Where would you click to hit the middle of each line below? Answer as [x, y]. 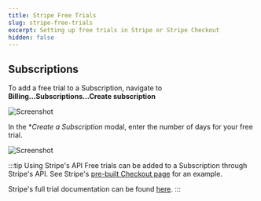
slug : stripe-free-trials [50, 23]
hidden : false [31, 37]
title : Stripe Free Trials [52, 15]
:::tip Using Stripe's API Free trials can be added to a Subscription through [128, 166]
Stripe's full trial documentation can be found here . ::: [95, 189]
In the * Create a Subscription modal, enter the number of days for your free [130, 127]
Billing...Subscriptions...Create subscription [82, 97]
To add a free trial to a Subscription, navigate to [85, 88]
